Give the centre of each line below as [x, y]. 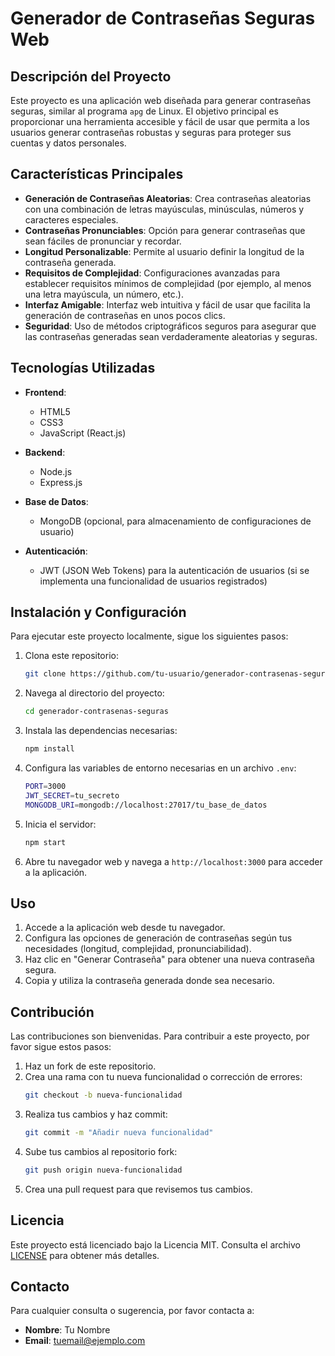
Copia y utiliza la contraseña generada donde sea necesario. [149, 981]
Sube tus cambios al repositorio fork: [101, 1151]
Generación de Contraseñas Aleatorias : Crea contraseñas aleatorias [168, 198]
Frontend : [45, 392]
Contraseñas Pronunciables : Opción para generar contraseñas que [165, 230]
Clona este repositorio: [71, 656]
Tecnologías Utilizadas [83, 368]
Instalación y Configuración [98, 612]
